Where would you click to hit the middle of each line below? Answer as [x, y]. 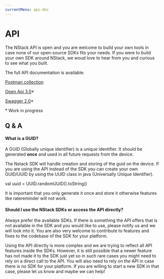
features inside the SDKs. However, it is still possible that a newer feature [79, 251]
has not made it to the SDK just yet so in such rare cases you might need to [81, 256]
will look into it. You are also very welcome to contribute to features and [77, 231]
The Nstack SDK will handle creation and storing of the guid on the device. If [82, 164]
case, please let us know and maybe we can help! [55, 272]
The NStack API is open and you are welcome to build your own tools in [77, 47]
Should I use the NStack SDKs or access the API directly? [64, 209]
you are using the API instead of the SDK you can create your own [72, 169]
